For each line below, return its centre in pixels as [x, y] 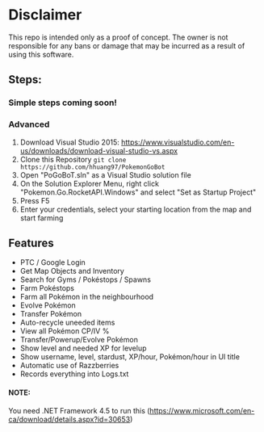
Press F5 [35, 200]
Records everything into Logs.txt [74, 374]
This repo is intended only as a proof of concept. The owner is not [118, 37]
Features [31, 243]
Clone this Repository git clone [73, 159]
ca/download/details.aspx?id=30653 [69, 419]
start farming [42, 218]
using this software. [41, 54]
